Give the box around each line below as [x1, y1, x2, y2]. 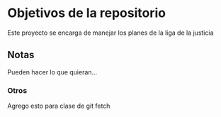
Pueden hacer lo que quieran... [7, 67, 98, 76]
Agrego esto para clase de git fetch [7, 101, 110, 111]
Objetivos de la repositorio [7, 5, 166, 21]
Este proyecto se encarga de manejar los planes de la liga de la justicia [7, 28, 214, 37]
